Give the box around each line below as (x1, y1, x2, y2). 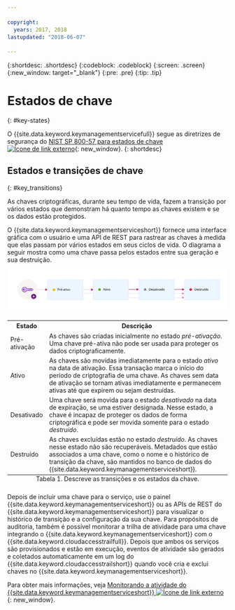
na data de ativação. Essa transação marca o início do (48, 363, 204, 372)
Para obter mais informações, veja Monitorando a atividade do (7, 581, 187, 589)
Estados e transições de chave (7, 165, 143, 177)
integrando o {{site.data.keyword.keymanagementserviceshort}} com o (7, 530, 213, 538)
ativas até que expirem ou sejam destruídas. (48, 386, 176, 394)
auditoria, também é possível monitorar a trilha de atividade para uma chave (7, 522, 227, 531)
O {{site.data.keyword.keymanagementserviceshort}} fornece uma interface (7, 225, 227, 234)
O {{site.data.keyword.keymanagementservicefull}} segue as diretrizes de (7, 130, 221, 138)
